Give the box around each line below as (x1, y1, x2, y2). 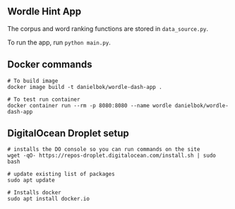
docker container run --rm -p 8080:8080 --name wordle (7, 102, 172, 109)
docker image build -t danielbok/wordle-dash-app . (7, 83, 162, 90)
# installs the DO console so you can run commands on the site (7, 146, 200, 153)
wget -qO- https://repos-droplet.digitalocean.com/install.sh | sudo (7, 152, 217, 160)
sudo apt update (7, 177, 55, 184)
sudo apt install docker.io (7, 196, 90, 203)
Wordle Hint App (7, 6, 82, 18)
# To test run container (7, 95, 80, 103)
